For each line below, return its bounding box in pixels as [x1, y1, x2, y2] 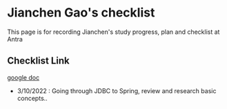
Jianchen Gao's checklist [7, 5, 155, 21]
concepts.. [17, 94, 48, 102]
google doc [7, 73, 40, 81]
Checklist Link [7, 55, 70, 67]
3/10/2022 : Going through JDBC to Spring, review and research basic [17, 86, 217, 95]
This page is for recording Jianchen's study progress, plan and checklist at [7, 28, 220, 36]
